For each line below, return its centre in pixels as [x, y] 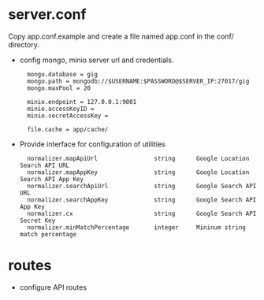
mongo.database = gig [63, 74]
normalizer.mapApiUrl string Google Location [138, 158]
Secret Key [37, 220]
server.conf [47, 15]
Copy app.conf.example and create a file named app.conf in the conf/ [121, 36]
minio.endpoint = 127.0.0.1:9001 [82, 102]
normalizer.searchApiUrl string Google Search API [142, 186]
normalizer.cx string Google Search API [142, 213]
